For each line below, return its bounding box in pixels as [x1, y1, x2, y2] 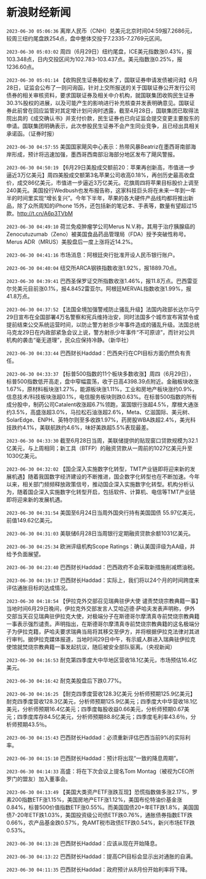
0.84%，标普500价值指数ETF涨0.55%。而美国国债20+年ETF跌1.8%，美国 [6, 803, 194, 811]
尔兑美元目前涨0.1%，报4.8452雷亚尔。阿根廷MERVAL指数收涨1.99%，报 [6, 285, 192, 292]
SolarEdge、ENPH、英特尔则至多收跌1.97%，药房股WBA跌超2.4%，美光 [6, 416, 191, 424]
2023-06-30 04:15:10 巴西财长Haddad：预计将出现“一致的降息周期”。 [6, 754, 182, 762]
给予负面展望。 [6, 550, 44, 557]
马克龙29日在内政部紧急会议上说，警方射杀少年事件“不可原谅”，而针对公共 [6, 328, 195, 336]
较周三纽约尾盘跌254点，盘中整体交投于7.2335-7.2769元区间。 [6, 34, 166, 42]
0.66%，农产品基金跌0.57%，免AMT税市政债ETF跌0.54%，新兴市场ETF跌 [6, 819, 195, 826]
